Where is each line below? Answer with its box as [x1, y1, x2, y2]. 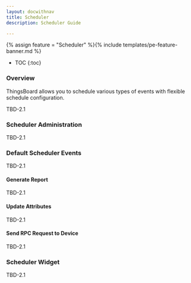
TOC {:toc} [14, 59, 42, 66]
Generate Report [6, 176, 49, 183]
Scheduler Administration [6, 120, 82, 129]
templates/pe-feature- [123, 41, 178, 48]
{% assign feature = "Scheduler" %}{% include [6, 41, 122, 48]
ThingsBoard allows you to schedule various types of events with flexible [6, 88, 186, 95]
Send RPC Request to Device [6, 230, 79, 237]
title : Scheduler [6, 14, 49, 20]
